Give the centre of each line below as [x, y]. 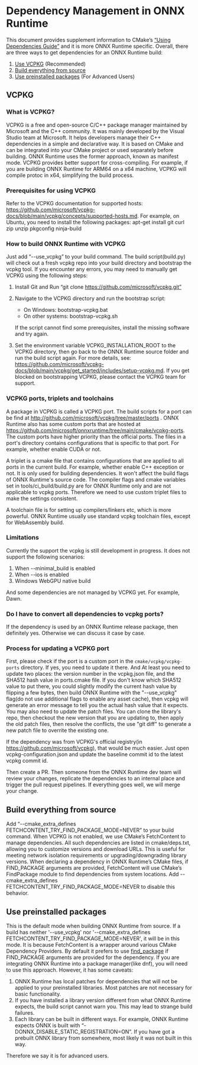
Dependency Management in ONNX [95, 11]
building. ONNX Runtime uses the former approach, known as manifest [92, 156]
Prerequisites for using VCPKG [51, 191]
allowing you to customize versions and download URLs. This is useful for [96, 849]
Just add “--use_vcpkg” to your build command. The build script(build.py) [96, 257]
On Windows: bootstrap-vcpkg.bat [66, 310]
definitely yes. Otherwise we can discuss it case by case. [76, 633]
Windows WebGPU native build [53, 580]
